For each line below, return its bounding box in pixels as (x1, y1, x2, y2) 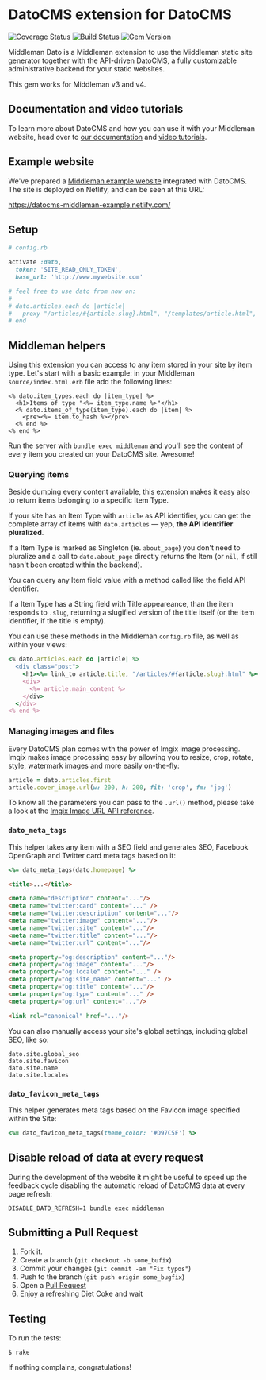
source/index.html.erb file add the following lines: (8, 377, 173, 387)
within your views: (8, 640, 67, 650)
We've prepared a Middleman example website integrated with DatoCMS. (8, 176, 248, 186)
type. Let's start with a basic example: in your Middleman (8, 368, 196, 378)
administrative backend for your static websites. (8, 64, 165, 73)
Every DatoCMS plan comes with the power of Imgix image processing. (8, 744, 241, 754)
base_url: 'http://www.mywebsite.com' (15, 273, 144, 281)
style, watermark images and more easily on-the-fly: (8, 761, 180, 770)
